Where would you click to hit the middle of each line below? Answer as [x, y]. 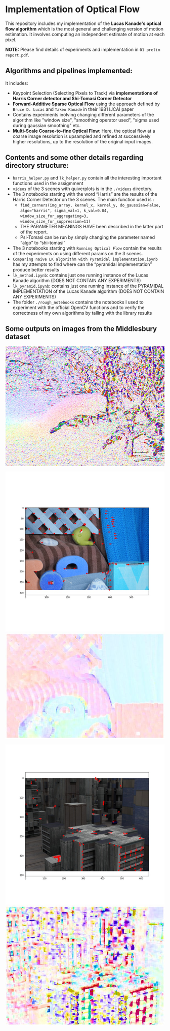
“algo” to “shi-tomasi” [43, 242]
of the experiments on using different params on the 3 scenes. [78, 253]
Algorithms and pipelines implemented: [69, 71]
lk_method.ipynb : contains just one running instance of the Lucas [80, 275]
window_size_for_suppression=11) [55, 221]
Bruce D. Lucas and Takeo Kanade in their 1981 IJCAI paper [73, 109]
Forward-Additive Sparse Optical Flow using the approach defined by [86, 104]
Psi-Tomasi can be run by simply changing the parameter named [88, 237]
